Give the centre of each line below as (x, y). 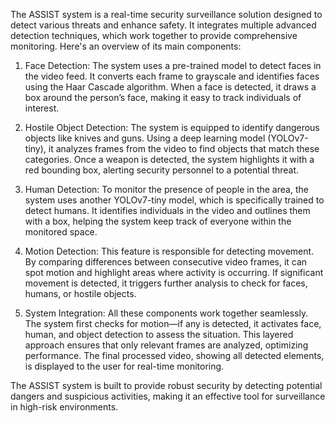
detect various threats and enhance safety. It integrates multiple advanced (163, 25)
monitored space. (61, 232)
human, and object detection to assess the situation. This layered (159, 334)
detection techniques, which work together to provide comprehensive (154, 35)
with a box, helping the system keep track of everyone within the (158, 221)
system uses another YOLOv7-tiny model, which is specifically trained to (174, 200)
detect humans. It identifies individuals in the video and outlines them (167, 210)
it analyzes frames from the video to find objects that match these (184, 148)
